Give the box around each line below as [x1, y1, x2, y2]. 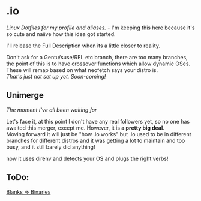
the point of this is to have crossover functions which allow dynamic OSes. [6, 60, 191, 67]
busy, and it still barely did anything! [6, 143, 95, 151]
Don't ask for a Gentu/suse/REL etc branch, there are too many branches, [6, 53, 188, 61]
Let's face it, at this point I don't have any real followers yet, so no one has [6, 118, 190, 125]
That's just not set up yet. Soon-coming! [6, 73, 106, 80]
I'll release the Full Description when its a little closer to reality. [6, 42, 161, 49]
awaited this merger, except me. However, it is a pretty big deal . [6, 124, 165, 131]
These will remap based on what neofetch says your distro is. [6, 66, 158, 73]
